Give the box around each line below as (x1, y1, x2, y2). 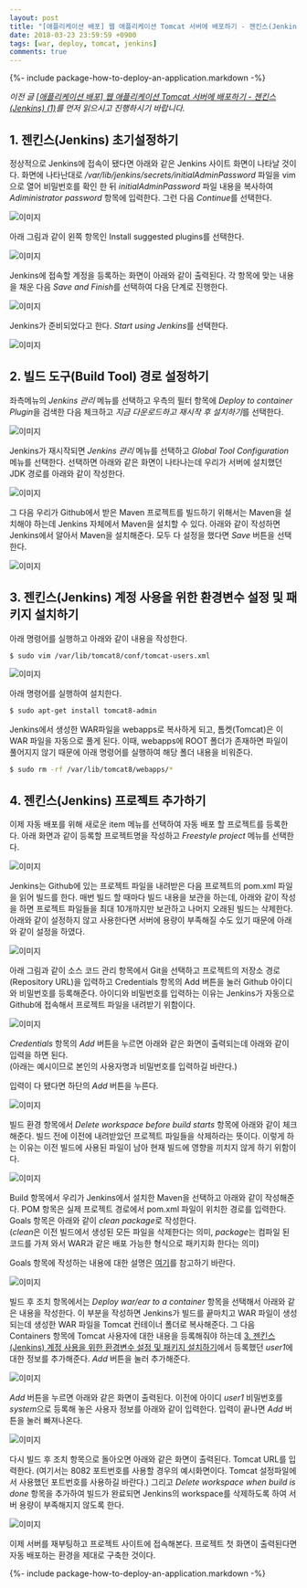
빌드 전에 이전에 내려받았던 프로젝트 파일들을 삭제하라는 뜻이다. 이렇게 (36, 1130, 285, 1141)
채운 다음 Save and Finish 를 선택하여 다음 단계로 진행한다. (18, 281, 228, 292)
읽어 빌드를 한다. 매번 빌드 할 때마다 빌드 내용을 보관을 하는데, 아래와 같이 (18, 892, 280, 903)
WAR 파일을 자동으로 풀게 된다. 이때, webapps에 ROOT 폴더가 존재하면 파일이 (9, 736, 289, 746)
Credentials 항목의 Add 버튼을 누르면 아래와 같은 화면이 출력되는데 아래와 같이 (9, 1038, 290, 1049)
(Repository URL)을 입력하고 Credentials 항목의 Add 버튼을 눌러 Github (9, 977, 269, 987)
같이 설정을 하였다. (18, 926, 85, 937)
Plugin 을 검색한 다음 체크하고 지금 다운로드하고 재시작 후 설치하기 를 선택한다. (9, 406, 284, 417)
